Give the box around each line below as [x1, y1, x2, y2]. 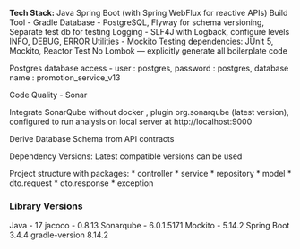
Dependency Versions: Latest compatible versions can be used [9, 151, 243, 162]
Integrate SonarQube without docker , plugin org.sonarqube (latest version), [9, 107, 289, 117]
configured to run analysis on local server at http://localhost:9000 [9, 116, 253, 127]
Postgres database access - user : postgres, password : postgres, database [9, 62, 289, 73]
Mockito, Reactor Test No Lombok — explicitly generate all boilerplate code [9, 46, 288, 56]
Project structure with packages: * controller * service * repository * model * [9, 169, 292, 178]
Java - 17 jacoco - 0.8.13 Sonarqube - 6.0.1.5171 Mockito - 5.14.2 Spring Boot [9, 220, 290, 231]
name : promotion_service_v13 [9, 72, 121, 83]
